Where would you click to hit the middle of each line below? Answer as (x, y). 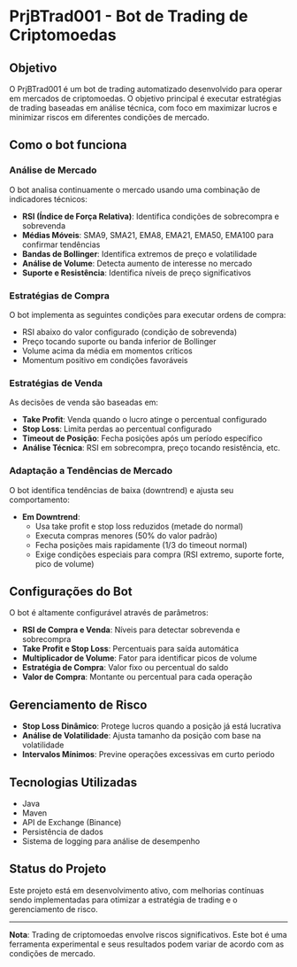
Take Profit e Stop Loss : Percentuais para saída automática (130, 649)
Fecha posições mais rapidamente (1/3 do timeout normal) (141, 545)
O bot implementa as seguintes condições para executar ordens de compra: (148, 314)
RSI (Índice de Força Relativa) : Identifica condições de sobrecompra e (151, 216)
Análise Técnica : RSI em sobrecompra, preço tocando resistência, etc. (151, 448)
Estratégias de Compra (60, 296)
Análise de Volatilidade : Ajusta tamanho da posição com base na (141, 736)
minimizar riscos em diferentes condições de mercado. (109, 117)
